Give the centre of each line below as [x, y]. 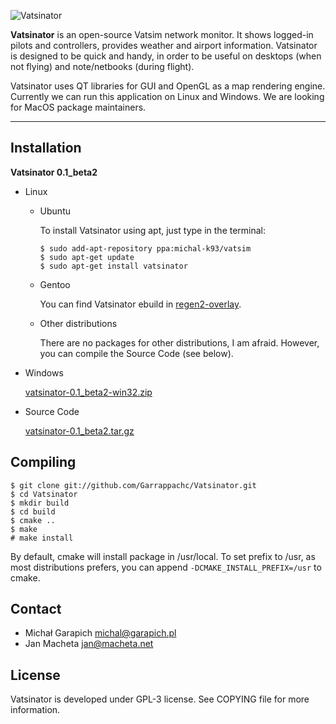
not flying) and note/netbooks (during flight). [102, 66]
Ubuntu [55, 211]
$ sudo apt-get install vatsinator [113, 266]
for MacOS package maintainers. [78, 107]
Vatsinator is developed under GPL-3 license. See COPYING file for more [160, 699]
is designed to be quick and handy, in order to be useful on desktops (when [166, 56]
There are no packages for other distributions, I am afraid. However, [179, 342]
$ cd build [33, 511]
